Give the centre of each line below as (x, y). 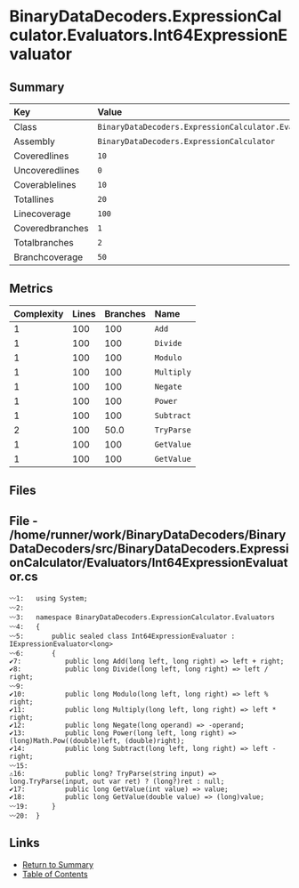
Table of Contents (55, 874)
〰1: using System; (48, 599)
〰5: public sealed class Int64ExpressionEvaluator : (122, 637)
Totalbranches (44, 242)
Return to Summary (58, 864)
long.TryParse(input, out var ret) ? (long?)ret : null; (117, 782)
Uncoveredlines (47, 170)
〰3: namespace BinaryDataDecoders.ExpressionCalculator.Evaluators (142, 618)
